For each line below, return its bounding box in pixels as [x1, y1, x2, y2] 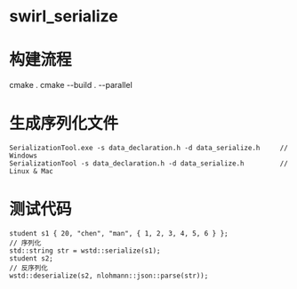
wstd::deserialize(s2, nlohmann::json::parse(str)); [9, 271, 209, 280]
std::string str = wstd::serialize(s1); [9, 246, 162, 255]
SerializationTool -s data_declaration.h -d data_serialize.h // [9, 159, 289, 168]
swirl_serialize [9, 6, 118, 27]
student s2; [9, 254, 53, 263]
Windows [9, 151, 38, 161]
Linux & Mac [9, 167, 53, 176]
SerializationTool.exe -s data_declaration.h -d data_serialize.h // [9, 144, 289, 153]
